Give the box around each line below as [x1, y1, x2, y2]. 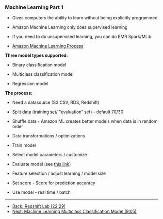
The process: [5, 90, 33, 96]
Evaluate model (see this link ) [12, 161, 71, 167]
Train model [12, 142, 36, 148]
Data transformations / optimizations [12, 133, 85, 139]
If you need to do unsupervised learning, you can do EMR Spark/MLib [12, 34, 152, 40]
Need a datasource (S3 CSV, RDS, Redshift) [12, 100, 99, 105]
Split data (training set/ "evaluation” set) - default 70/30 [12, 109, 124, 115]
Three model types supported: [5, 52, 68, 58]
